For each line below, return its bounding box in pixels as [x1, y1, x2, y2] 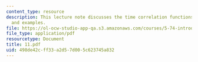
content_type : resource [6, 8, 65, 15]
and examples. [11, 19, 46, 25]
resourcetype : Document [6, 36, 65, 42]
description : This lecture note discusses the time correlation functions [6, 14, 194, 20]
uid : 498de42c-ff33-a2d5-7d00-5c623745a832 [6, 47, 115, 53]
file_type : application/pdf [6, 31, 75, 37]
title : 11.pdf [6, 42, 41, 48]
